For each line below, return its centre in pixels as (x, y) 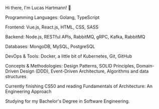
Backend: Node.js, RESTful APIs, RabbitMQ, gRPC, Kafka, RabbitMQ (75, 37)
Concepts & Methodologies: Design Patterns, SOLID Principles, (70, 66)
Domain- (145, 66)
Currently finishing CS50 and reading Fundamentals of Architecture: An (79, 86)
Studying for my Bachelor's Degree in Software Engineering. (67, 101)
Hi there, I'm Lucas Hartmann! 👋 (38, 8)
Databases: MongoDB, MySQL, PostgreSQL (50, 46)
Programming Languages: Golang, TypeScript (52, 17)
